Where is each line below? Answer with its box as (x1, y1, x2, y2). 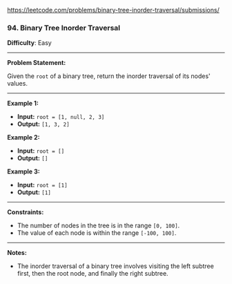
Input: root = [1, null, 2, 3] (17, 113, 105, 121)
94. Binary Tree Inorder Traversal (7, 23, 121, 32)
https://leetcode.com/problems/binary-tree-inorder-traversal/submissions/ (7, 6, 220, 14)
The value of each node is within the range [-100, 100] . (17, 229, 177, 237)
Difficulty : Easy (7, 39, 52, 47)
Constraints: (7, 208, 44, 216)
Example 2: (7, 133, 40, 142)
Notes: (7, 249, 28, 257)
